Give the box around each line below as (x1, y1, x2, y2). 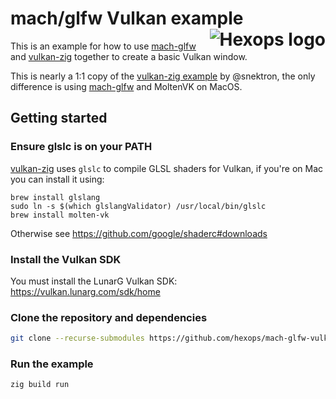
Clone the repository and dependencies (10, 310, 208, 324)
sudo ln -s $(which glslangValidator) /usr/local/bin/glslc (10, 201, 267, 211)
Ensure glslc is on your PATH (10, 140, 153, 154)
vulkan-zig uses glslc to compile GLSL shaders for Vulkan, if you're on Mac (10, 162, 324, 174)
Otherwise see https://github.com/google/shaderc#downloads (10, 227, 268, 239)
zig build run (10, 380, 70, 390)
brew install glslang (10, 192, 101, 202)
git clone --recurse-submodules (10, 333, 145, 344)
